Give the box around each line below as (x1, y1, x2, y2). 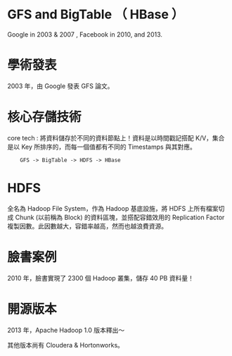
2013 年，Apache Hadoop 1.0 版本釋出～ (7, 326, 125, 334)
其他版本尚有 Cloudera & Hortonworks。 (7, 340, 124, 349)
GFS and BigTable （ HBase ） (7, 6, 184, 23)
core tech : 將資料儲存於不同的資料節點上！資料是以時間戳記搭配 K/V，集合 (7, 133, 225, 142)
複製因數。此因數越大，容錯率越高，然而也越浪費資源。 (7, 221, 167, 230)
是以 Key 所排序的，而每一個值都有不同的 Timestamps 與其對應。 (7, 142, 197, 151)
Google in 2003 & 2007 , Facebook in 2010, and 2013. (7, 30, 163, 39)
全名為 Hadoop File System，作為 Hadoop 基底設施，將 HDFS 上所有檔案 (7, 204, 219, 212)
